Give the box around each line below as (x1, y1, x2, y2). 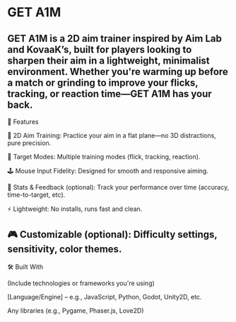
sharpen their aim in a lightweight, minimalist (7, 54, 210, 67)
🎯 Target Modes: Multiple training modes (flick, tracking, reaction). (7, 153, 201, 161)
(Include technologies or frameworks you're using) (7, 279, 155, 287)
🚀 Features (7, 117, 39, 126)
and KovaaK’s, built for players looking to (7, 43, 192, 55)
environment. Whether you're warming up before (7, 65, 228, 78)
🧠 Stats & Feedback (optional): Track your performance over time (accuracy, (7, 183, 230, 191)
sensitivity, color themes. (7, 243, 122, 255)
